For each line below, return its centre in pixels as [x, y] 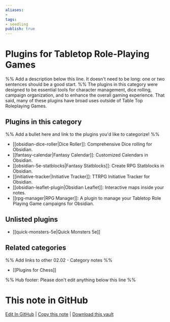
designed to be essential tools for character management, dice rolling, [79, 90]
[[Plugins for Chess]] [35, 270]
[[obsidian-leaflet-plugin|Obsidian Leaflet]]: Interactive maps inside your [88, 187]
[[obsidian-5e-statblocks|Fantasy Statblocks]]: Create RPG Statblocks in [88, 165]
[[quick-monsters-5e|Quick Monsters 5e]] [56, 231]
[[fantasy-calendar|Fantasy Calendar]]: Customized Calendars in [80, 155]
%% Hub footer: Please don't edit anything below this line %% [71, 280]
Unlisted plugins [32, 219]
